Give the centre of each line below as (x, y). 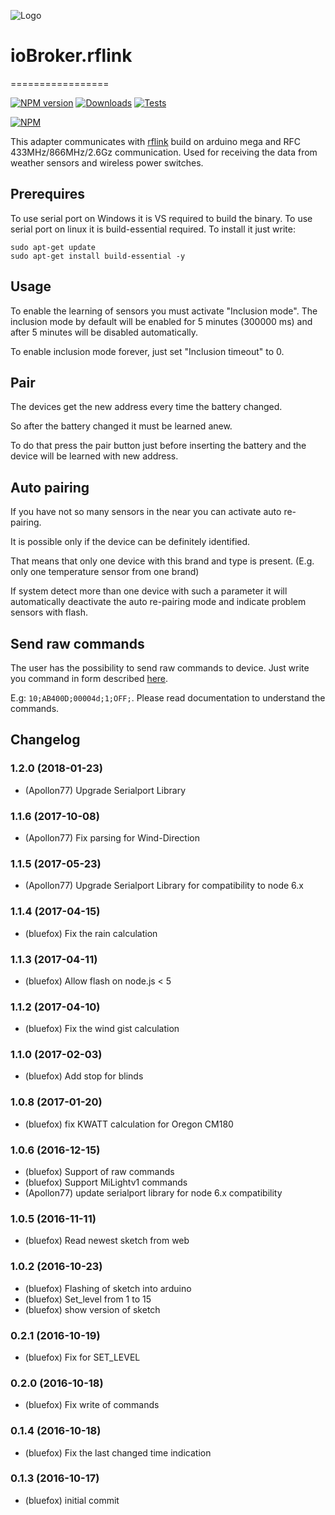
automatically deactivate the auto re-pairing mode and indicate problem (158, 602)
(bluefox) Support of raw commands (99, 1172)
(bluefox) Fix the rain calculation (91, 933)
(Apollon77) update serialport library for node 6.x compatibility (153, 1193)
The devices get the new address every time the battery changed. (146, 407)
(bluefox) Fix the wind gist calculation (102, 1029)
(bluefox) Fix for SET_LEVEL (82, 1357)
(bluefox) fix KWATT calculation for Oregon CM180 (129, 1124)
